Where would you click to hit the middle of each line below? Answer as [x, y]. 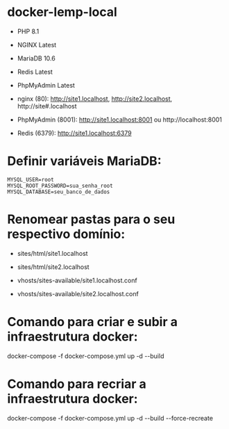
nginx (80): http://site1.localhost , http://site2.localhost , [95, 99]
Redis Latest [35, 72]
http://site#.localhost [47, 106]
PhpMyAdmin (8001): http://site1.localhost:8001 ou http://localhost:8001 [119, 120]
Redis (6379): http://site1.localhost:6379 [74, 133]
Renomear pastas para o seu [91, 219]
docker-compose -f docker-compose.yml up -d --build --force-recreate [110, 418]
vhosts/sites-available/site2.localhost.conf [78, 293]
